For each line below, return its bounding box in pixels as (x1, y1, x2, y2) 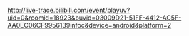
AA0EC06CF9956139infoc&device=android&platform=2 (7, 21, 172, 29)
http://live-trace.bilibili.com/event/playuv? (7, 6, 131, 14)
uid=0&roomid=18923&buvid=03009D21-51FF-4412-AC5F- (7, 13, 182, 22)
